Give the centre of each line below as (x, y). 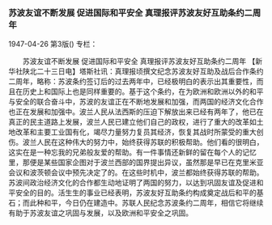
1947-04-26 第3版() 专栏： (53, 44)
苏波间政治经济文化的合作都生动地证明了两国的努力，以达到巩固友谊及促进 (132, 183)
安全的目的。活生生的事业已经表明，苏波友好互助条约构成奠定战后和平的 (136, 193)
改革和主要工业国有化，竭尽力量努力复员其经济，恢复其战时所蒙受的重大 (136, 132)
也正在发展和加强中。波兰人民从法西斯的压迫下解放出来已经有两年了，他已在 (136, 112)
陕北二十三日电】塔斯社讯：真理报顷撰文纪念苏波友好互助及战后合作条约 (143, 71)
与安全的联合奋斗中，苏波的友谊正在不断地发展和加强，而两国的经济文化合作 (136, 102)
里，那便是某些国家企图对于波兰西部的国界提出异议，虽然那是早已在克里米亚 (136, 163)
